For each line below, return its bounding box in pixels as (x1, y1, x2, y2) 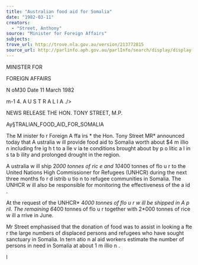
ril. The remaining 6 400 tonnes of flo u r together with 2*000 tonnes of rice (6, 205, 191, 212)
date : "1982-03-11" (6, 14, 54, 20)
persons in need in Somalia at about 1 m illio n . (6, 242, 120, 249)
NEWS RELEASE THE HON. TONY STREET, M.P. (6, 109, 123, 116)
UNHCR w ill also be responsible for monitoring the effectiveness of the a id (6, 181, 190, 188)
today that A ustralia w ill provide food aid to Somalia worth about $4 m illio (6, 138, 189, 146)
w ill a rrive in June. (6, 211, 54, 219)
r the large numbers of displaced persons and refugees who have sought (6, 229, 184, 237)
